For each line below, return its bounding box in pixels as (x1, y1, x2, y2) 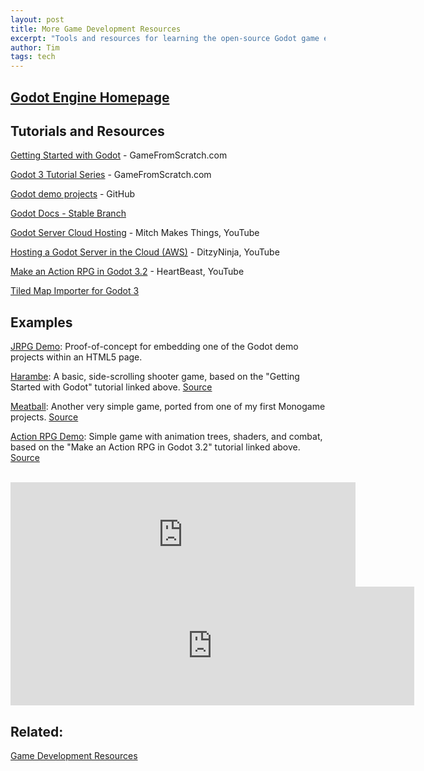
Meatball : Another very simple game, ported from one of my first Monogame (10, 401, 326, 413)
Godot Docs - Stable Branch (10, 207, 127, 220)
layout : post (10, 14, 65, 25)
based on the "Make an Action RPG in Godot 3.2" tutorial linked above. (10, 441, 301, 453)
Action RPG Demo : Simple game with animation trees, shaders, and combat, (10, 431, 323, 443)
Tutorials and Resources (10, 122, 165, 140)
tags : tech (10, 52, 56, 62)
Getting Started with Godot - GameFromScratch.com (10, 149, 228, 161)
